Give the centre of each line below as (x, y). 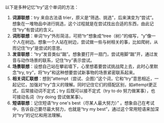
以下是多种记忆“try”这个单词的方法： (42, 7)
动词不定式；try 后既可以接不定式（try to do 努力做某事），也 (94, 91)
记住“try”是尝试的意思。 (41, 48)
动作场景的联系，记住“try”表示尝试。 (58, 60)
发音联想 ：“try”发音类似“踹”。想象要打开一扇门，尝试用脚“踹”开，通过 (83, 54)
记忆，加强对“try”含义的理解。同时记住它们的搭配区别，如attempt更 (85, 85)
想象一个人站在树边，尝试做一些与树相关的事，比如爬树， (96, 42)
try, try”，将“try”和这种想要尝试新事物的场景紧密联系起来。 (78, 72)
